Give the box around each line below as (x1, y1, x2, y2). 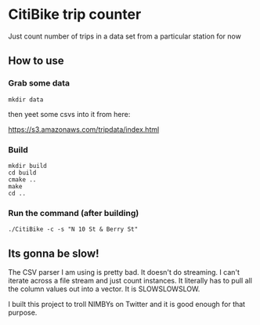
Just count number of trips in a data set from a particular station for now (8, 31, 241, 41)
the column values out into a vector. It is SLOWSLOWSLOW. (8, 284, 200, 294)
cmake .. (8, 175, 37, 184)
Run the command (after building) (8, 207, 139, 218)
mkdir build (8, 162, 47, 170)
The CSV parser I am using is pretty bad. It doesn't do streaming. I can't (8, 268, 240, 277)
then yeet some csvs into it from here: (8, 109, 131, 119)
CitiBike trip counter (8, 5, 142, 24)
